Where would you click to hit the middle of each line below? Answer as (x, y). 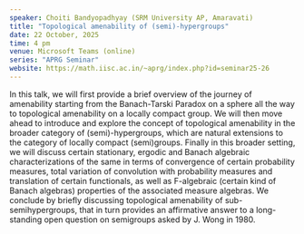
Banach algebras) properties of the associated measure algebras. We (139, 190)
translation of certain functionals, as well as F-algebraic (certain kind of (143, 180)
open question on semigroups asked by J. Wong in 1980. (150, 219)
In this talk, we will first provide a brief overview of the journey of (131, 94)
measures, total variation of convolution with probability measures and (141, 171)
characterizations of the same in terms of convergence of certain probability (152, 161)
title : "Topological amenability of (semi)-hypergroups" (119, 26)
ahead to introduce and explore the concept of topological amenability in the (152, 122)
